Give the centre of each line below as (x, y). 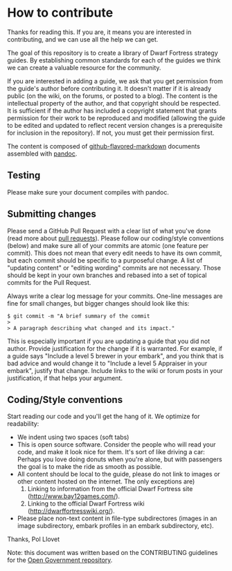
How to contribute (60, 13)
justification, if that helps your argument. (65, 378)
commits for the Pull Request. (49, 282)
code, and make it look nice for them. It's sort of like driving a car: (111, 452)
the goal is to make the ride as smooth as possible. (90, 467)
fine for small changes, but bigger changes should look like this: (98, 303)
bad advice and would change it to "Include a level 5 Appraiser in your (107, 363)
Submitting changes (52, 214)
